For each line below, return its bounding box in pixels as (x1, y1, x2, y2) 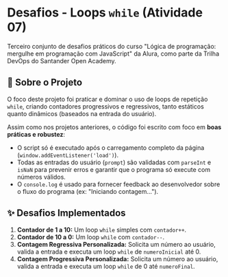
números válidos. (16, 173, 66, 181)
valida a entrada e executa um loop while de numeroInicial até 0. (16, 247, 201, 256)
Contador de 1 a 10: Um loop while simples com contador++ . (16, 225, 187, 234)
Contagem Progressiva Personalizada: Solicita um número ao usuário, (16, 254, 218, 263)
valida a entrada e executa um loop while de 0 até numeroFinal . (16, 262, 195, 270)
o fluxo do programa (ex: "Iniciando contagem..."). (16, 187, 159, 195)
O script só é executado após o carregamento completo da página (16, 143, 205, 152)
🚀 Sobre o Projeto (7, 77, 83, 89)
